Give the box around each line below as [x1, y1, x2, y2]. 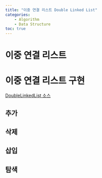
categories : [5, 12, 30, 17]
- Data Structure [14, 21, 51, 27]
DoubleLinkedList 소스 [5, 92, 51, 99]
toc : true [5, 26, 26, 31]
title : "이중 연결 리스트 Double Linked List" [5, 7, 97, 13]
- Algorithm [14, 17, 39, 22]
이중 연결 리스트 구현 [5, 75, 85, 86]
